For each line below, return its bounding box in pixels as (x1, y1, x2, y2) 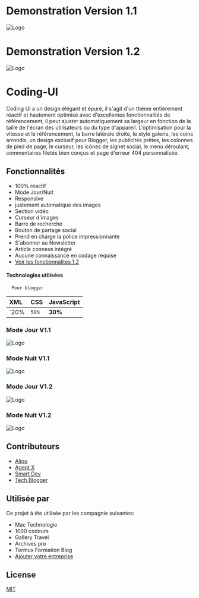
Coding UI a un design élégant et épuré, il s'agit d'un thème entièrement (6, 105, 183, 112)
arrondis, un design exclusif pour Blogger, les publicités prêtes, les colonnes (6, 136, 193, 143)
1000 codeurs (14, 527, 49, 534)
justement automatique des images (14, 201, 101, 208)
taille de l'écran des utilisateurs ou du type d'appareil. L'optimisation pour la (6, 124, 191, 131)
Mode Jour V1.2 (6, 383, 53, 391)
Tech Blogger (14, 476, 48, 483)
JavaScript (48, 298, 80, 306)
